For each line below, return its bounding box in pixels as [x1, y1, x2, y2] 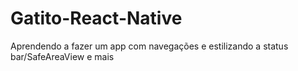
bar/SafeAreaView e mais [10, 50, 115, 62]
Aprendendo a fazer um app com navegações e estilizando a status [10, 40, 289, 52]
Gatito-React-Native [10, 7, 183, 30]
